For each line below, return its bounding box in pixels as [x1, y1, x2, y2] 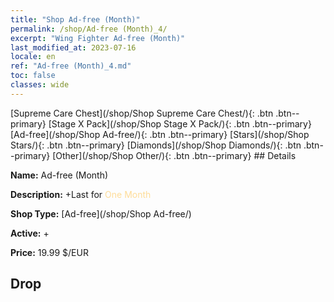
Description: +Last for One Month [10, 188, 152, 200]
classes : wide [10, 80, 70, 90]
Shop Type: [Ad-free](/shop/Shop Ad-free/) [10, 207, 192, 220]
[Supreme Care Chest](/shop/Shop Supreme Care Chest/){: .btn [10, 107, 274, 119]
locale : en [10, 52, 56, 62]
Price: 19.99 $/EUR [10, 246, 89, 258]
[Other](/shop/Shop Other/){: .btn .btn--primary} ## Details [52, 149, 297, 161]
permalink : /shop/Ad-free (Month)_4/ [10, 24, 168, 34]
